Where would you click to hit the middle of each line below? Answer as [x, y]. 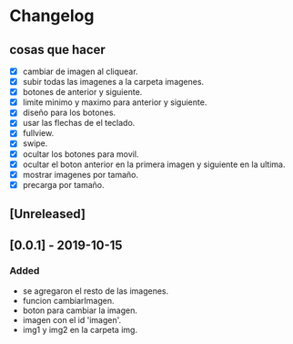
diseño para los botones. [69, 113]
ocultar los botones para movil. [81, 154]
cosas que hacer [58, 50]
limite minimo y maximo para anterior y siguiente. [115, 102]
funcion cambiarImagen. [69, 300]
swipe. [35, 143]
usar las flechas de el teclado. [79, 123]
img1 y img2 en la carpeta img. [80, 329]
